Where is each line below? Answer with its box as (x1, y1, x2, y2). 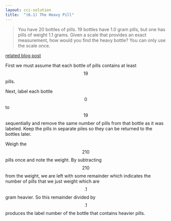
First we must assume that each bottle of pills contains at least (5, 62, 137, 68)
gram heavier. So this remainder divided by (5, 194, 96, 200)
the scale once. (17, 42, 51, 48)
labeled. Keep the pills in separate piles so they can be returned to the (5, 126, 153, 132)
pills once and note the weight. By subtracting (5, 157, 102, 163)
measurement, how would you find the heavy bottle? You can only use (17, 37, 166, 43)
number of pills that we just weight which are (5, 178, 100, 184)
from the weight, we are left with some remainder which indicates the (5, 173, 151, 179)
